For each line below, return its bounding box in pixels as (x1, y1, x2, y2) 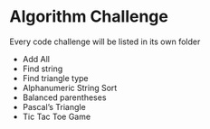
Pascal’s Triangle (22, 101, 86, 112)
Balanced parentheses (22, 92, 107, 103)
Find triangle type (22, 72, 89, 83)
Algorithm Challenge (9, 6, 169, 27)
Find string (22, 63, 63, 74)
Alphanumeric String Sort (22, 82, 118, 93)
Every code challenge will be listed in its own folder (9, 36, 201, 47)
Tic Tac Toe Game (22, 111, 91, 122)
